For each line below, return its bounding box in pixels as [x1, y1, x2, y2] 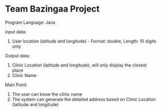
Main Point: [5, 81, 28, 88]
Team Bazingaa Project [5, 3, 100, 15]
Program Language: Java [5, 19, 56, 25]
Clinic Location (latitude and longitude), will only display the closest [12, 62, 147, 68]
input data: [5, 29, 27, 34]
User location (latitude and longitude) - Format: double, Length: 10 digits [12, 38, 157, 44]
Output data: [5, 52, 30, 59]
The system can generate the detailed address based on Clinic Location [12, 96, 156, 102]
